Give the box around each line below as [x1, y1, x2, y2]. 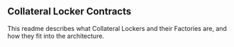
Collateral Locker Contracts [7, 6, 132, 18]
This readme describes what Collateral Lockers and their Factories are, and [7, 24, 227, 32]
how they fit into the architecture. [7, 32, 105, 40]
